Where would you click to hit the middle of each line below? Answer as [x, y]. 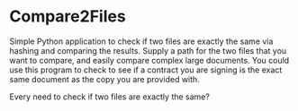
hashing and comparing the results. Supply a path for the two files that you [148, 50]
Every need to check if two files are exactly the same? [109, 97]
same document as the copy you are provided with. [104, 79]
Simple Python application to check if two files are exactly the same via [141, 41]
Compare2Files [68, 17]
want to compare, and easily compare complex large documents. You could [149, 60]
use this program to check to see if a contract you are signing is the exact [146, 70]
